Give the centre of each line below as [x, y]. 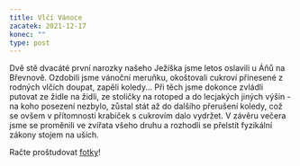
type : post [30, 43]
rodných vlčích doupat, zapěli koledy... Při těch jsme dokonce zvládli [136, 87]
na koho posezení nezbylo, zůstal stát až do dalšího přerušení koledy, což [146, 106]
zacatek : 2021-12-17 [48, 26]
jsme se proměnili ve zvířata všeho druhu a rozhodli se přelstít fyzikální [141, 126]
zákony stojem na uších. [54, 135]
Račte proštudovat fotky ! [55, 153]
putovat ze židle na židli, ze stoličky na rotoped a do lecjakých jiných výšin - [150, 97]
